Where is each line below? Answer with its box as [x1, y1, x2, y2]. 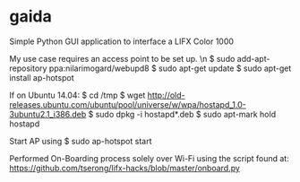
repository [9, 63, 47, 74]
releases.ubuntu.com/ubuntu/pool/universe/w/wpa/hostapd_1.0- [9, 99, 246, 109]
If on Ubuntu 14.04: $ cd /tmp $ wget [9, 90, 146, 100]
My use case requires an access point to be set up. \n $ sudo [9, 53, 236, 64]
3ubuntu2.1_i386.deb [9, 108, 87, 119]
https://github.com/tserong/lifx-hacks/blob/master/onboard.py [9, 162, 240, 173]
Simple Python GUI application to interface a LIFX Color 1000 [9, 36, 235, 47]
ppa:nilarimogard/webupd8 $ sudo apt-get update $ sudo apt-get [48, 63, 292, 74]
